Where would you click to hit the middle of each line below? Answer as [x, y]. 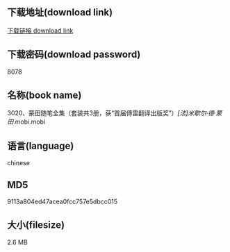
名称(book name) [44, 95]
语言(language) [41, 145]
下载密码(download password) [74, 54]
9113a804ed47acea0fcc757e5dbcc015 [63, 202]
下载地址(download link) [60, 12]
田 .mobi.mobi [26, 122]
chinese [18, 163]
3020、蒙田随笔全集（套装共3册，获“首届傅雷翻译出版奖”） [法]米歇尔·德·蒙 [115, 113]
